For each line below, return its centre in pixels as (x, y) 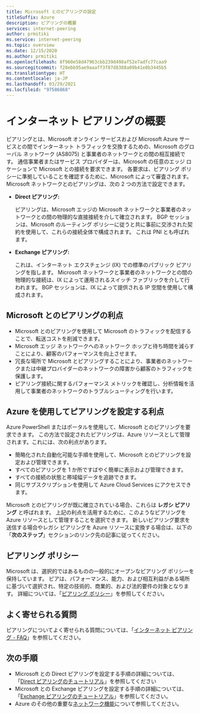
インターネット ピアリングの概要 (86, 121)
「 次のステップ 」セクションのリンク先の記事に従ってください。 (84, 535)
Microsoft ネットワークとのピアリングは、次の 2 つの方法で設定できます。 (97, 184)
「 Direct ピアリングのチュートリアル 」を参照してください (86, 681)
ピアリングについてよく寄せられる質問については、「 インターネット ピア (94, 630)
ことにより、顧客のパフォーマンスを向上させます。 (77, 354)
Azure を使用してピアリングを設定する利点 (85, 412)
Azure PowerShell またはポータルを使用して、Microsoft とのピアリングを (96, 427)
